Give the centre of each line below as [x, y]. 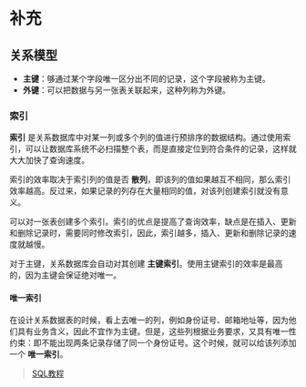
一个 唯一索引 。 [39, 354]
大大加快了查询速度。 [49, 160]
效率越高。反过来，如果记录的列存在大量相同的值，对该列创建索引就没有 [145, 191]
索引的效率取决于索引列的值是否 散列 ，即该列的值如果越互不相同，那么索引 [150, 179]
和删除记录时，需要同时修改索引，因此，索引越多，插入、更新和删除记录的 [149, 233]
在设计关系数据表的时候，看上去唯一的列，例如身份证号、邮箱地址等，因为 [149, 320]
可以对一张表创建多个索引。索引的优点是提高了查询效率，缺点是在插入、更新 [153, 222]
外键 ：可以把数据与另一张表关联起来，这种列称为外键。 [126, 90]
